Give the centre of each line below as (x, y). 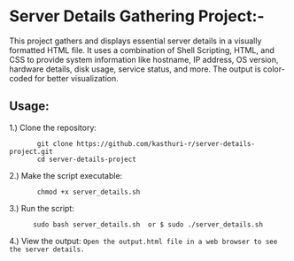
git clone (55, 143)
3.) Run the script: (42, 208)
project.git (31, 151)
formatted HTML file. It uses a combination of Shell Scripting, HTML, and (142, 50)
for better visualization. (76, 78)
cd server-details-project (87, 159)
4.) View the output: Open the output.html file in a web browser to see (143, 241)
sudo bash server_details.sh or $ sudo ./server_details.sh (148, 224)
